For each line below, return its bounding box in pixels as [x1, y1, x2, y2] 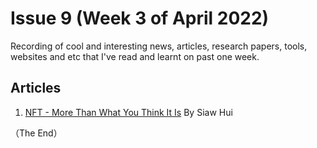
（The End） [10, 127, 63, 139]
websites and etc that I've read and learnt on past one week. [10, 50, 260, 62]
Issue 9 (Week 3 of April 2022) [10, 7, 270, 30]
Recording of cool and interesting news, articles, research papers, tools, [10, 40, 308, 52]
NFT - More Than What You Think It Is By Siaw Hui [24, 106, 233, 118]
